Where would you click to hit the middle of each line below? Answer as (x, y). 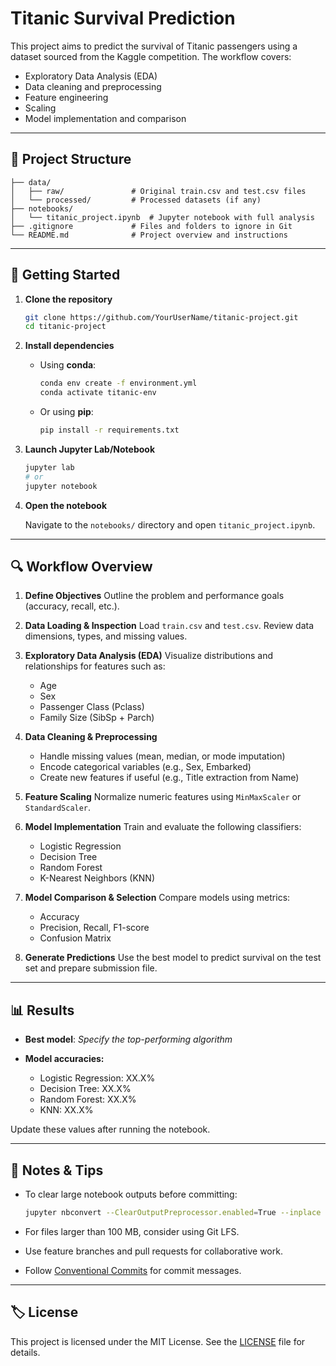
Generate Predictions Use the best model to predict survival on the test (173, 958)
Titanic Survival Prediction (123, 18)
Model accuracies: (64, 1059)
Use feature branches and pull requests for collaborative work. (153, 1251)
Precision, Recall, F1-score (94, 928)
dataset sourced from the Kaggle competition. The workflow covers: (151, 56)
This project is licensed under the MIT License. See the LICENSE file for (158, 1341)
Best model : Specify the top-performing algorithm (128, 1039)
